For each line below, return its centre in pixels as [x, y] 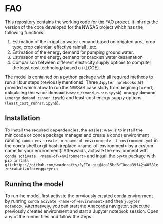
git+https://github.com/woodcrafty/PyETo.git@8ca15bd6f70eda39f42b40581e [82, 165]
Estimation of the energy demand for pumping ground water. [73, 52]
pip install [17, 160]
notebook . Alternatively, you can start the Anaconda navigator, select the [78, 206]
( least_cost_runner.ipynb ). [32, 103]
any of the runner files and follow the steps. [49, 216]
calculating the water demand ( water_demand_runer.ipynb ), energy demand [81, 93]
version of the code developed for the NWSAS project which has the [74, 27]
